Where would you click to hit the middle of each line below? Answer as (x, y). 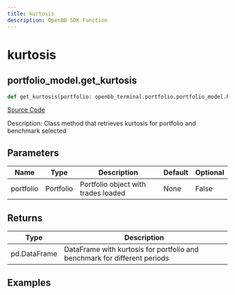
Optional (209, 173)
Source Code (26, 110)
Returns (25, 218)
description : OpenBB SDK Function (58, 20)
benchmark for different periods (116, 258)
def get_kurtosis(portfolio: (50, 96)
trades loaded (103, 193)
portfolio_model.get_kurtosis (72, 81)
